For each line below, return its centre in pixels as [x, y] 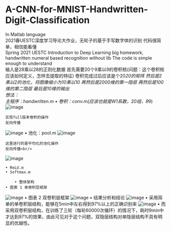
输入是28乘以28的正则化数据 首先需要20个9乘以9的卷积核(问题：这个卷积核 [85, 69]
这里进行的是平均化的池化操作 [32, 143]
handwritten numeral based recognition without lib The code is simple [79, 58]
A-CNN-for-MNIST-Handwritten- [77, 9]
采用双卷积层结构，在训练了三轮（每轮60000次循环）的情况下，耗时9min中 [85, 210]
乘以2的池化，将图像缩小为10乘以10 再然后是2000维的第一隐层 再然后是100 [84, 82]
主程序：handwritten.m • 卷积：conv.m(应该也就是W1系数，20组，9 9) [79, 101]
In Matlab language [26, 34]
